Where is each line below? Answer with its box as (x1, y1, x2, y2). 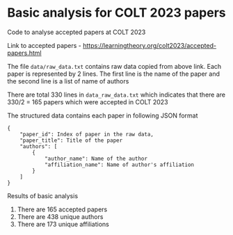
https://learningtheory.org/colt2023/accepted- (82, 41, 217, 49)
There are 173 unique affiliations (17, 220, 110, 228)
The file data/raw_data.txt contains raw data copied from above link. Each (7, 62, 222, 70)
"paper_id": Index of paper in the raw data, (19, 131, 154, 138)
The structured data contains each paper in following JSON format (7, 111, 198, 120)
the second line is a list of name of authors (7, 76, 129, 85)
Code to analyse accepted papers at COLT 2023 (7, 28, 146, 36)
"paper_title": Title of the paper (19, 137, 123, 144)
